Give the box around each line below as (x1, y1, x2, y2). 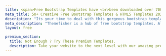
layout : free (5, 26, 32, 30)
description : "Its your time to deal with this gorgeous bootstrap (5, 16, 147, 21)
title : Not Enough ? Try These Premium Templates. (9, 39, 116, 44)
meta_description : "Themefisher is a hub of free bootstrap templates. (5, 21, 156, 26)
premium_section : (5, 34, 41, 39)
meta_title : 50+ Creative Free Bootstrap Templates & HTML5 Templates (5, 12, 154, 17)
